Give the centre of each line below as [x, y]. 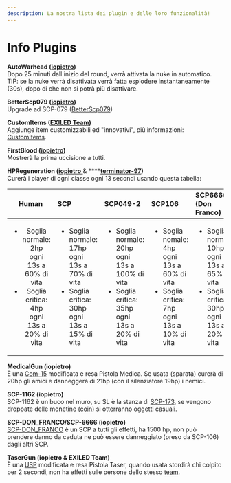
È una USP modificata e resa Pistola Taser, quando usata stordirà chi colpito [114, 464]
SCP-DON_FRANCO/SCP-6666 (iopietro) [66, 422]
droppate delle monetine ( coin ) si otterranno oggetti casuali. [92, 409]
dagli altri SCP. [28, 444]
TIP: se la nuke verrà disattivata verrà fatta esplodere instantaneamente [108, 81]
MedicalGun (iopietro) [39, 366]
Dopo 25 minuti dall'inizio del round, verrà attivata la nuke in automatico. [109, 74]
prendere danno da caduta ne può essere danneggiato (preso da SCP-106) [113, 436]
